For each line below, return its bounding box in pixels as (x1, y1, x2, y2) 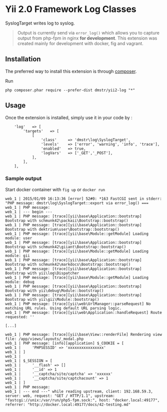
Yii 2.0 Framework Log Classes (5, 4, 136, 15)
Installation (5, 55, 41, 64)
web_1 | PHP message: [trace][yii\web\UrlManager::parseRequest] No (5, 301, 151, 306)
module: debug (5, 279, 35, 284)
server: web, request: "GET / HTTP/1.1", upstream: (5, 393, 115, 398)
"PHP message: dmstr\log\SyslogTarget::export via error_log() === (5, 200, 149, 206)
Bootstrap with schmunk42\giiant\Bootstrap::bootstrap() (5, 244, 126, 249)
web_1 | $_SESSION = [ (5, 358, 52, 363)
